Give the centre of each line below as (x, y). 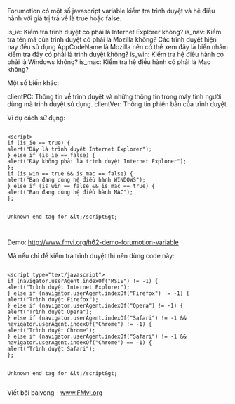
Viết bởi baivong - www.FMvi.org (55, 393)
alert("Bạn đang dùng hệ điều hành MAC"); (70, 192)
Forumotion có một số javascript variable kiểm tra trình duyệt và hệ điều (111, 11)
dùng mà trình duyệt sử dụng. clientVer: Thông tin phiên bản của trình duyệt (117, 104)
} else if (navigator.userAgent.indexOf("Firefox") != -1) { (99, 293)
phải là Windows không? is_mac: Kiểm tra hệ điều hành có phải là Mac (109, 62)
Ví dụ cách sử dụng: (36, 118)
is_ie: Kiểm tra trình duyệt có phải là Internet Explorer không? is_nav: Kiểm (114, 32)
